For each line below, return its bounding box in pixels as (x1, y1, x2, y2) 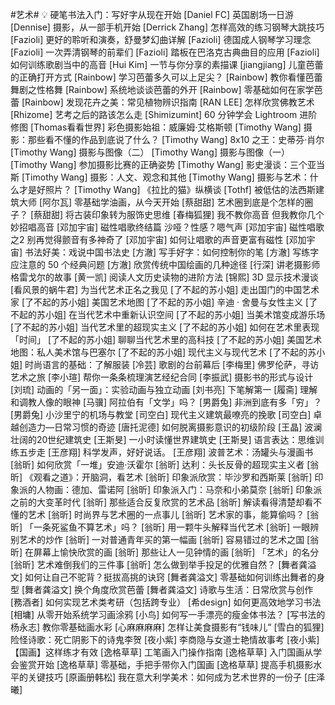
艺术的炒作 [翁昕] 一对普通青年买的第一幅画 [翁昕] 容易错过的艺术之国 (18, 534, 305, 545)
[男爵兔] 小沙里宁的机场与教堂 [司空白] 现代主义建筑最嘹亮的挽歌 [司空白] (10, 409, 312, 420)
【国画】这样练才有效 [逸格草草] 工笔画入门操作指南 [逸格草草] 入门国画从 (10, 646, 314, 658)
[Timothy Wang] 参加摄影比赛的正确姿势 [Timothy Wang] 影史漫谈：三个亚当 (10, 159, 325, 170)
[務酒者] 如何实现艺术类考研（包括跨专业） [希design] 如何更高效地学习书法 (10, 596, 322, 608)
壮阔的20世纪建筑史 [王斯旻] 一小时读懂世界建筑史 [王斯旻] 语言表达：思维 (10, 434, 316, 445)
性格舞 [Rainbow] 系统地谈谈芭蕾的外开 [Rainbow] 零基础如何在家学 (36, 84, 315, 95)
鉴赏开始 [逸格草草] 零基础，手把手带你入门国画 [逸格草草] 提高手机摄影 (18, 659, 314, 670)
